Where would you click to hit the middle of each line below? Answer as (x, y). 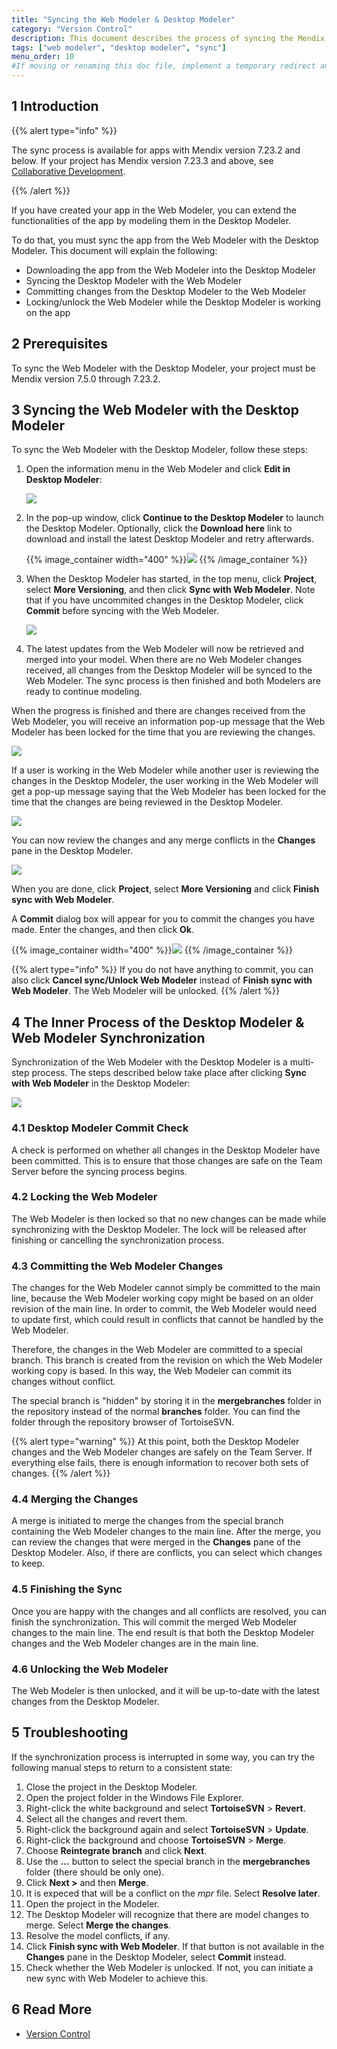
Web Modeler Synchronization (108, 1037)
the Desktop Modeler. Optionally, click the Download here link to (159, 528)
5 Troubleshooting (70, 1732)
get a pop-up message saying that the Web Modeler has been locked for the (168, 792)
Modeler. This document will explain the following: (114, 250)
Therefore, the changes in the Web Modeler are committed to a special (157, 1350)
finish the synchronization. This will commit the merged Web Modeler (154, 1622)
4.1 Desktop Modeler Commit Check (100, 1128)
